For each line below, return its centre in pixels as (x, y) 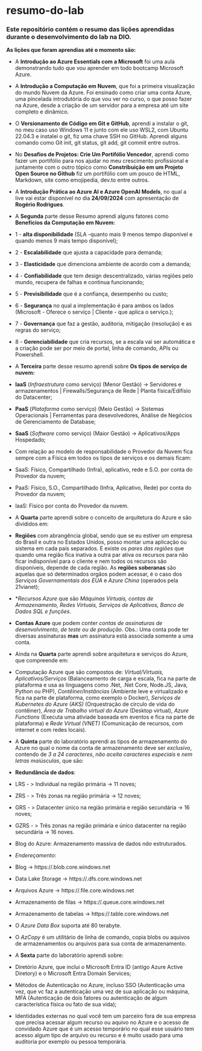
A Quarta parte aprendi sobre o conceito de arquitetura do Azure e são (103, 518)
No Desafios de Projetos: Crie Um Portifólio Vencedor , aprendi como (102, 154)
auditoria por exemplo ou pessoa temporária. (71, 1042)
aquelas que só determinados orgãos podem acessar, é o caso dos (98, 574)
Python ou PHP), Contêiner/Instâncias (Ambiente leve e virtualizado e (101, 691)
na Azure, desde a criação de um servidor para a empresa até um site (102, 106)
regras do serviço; (38, 330)
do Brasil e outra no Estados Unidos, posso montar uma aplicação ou (101, 542)
